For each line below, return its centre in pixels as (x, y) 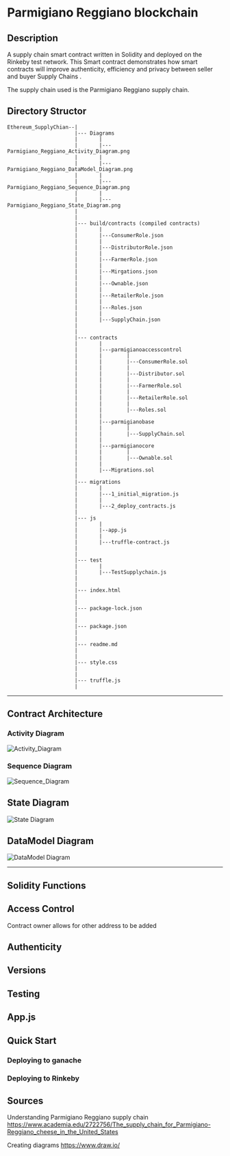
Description (33, 38)
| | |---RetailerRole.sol (131, 398)
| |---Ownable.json (111, 283)
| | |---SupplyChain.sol (130, 434)
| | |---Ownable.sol (124, 458)
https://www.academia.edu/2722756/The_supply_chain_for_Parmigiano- (109, 1124)
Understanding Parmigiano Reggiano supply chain (78, 1118)
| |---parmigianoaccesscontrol (128, 349)
